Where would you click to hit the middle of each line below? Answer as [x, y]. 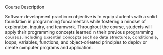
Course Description [25, 7]
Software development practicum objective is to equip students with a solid [81, 16]
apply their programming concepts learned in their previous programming [79, 32]
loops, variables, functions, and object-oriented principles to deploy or [76, 42]
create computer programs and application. [49, 47]
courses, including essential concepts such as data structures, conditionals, [81, 37]
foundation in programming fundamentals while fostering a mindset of [76, 22]
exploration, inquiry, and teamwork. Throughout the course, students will [78, 27]
